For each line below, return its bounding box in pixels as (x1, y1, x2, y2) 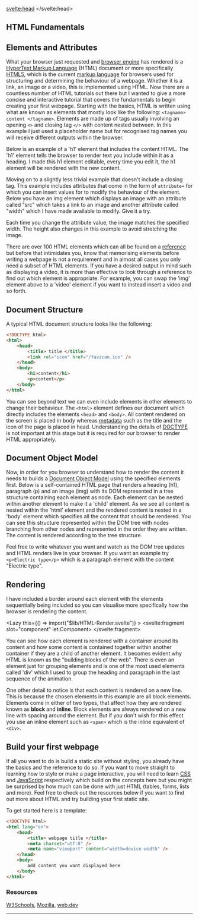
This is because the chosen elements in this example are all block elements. (6, 693, 191, 700)
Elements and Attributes (6, 42, 98, 52)
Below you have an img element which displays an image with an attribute (6, 195, 187, 202)
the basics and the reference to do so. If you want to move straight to (6, 764, 175, 771)
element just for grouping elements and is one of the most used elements (6, 663, 185, 670)
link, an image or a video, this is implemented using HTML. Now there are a (6, 83, 190, 91)
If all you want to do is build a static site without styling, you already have (6, 758, 185, 765)
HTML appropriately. (6, 436, 56, 443)
